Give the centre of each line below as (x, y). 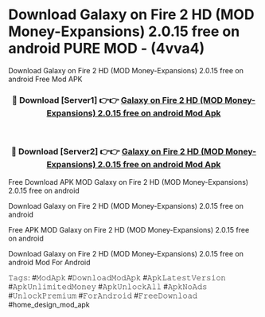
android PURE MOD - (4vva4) (107, 49)
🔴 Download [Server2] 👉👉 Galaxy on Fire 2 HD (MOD (117, 151)
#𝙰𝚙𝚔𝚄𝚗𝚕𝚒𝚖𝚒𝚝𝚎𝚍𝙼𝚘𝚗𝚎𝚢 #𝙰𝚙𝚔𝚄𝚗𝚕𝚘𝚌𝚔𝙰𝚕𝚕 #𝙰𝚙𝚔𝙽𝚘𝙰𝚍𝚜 (108, 286)
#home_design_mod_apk (49, 304)
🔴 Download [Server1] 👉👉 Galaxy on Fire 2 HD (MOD (117, 100)
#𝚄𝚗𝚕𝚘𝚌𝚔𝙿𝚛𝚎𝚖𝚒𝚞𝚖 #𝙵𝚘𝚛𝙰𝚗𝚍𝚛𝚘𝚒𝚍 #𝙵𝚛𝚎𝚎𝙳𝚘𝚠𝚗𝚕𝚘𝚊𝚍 (103, 295)
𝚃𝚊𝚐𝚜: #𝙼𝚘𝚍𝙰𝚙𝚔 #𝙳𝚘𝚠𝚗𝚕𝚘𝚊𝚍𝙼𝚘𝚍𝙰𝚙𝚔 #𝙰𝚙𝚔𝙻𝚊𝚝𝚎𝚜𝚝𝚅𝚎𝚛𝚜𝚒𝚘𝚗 (117, 277)
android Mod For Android (49, 262)
